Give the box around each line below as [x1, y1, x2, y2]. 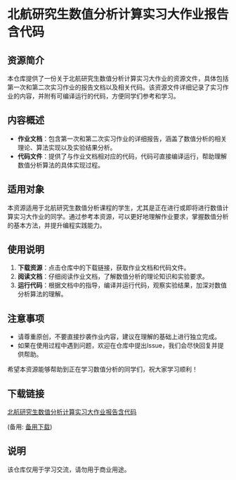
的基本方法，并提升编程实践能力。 [7, 221, 106, 229]
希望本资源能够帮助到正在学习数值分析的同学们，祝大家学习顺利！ [7, 365, 198, 374]
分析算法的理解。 [17, 290, 67, 298]
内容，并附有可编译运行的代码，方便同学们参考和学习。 [19, 92, 180, 100]
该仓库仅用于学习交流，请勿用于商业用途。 [7, 465, 131, 474]
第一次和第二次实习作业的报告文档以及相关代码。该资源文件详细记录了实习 [7, 83, 223, 91]
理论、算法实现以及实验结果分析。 [17, 143, 117, 151]
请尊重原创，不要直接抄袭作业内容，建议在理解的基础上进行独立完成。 [17, 332, 221, 341]
